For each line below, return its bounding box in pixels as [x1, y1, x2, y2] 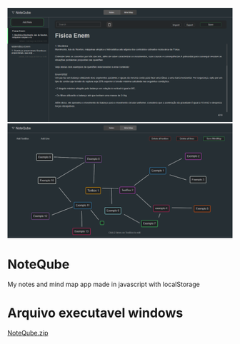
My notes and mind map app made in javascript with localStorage [7, 280, 200, 288]
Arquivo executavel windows [7, 305, 184, 321]
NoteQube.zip [7, 328, 49, 337]
